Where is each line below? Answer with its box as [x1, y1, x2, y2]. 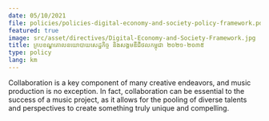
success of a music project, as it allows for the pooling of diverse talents [8, 95, 247, 104]
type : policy [8, 49, 52, 57]
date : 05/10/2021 [8, 11, 66, 20]
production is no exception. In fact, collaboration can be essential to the [8, 86, 245, 96]
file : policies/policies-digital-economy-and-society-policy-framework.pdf [8, 19, 267, 27]
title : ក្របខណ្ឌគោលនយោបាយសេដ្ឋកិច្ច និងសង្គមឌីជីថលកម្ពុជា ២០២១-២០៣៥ [8, 41, 205, 49]
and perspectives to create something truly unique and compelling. [8, 103, 230, 112]
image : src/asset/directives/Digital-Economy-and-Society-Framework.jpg [8, 33, 256, 42]
